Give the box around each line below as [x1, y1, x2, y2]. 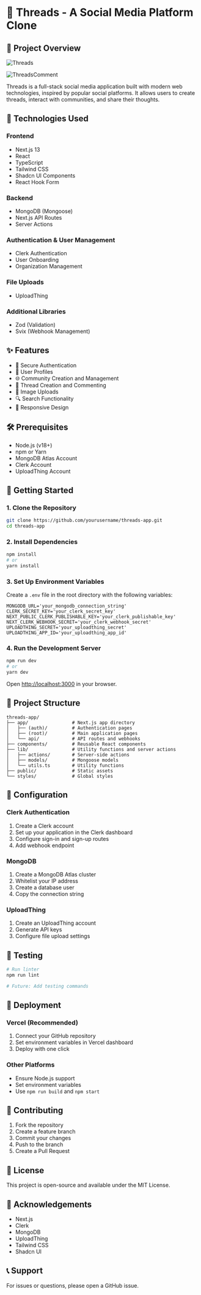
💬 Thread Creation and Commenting [15, 381, 106, 389]
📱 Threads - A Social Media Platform [6, 6, 194, 20]
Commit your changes [15, 1135, 71, 1142]
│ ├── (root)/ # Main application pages [6, 730, 138, 736]
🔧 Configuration [6, 789, 68, 801]
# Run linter [6, 966, 40, 972]
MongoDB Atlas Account [15, 454, 78, 461]
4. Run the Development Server [6, 644, 101, 652]
